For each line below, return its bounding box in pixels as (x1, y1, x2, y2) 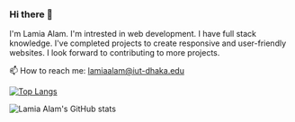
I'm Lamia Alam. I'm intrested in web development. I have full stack (9, 29, 257, 39)
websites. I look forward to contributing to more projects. (9, 48, 220, 58)
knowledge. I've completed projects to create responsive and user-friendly (9, 38, 287, 48)
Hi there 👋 (9, 8, 54, 21)
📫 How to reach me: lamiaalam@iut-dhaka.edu (9, 65, 184, 76)
